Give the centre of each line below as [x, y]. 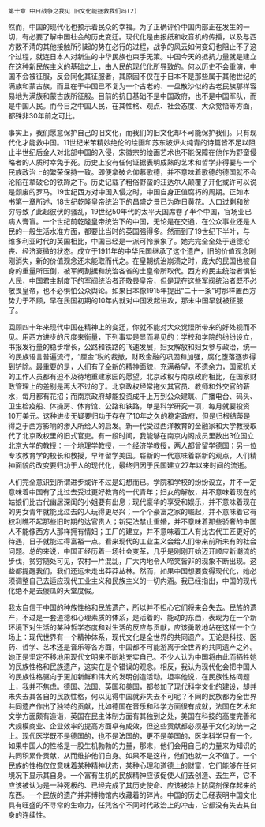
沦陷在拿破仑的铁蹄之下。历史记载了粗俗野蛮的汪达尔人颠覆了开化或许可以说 [132, 182]
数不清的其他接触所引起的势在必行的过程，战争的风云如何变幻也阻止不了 [132, 47]
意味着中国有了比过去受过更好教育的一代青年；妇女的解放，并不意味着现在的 [132, 492]
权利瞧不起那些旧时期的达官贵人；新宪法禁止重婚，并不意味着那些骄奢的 [125, 521]
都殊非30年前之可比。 [44, 116]
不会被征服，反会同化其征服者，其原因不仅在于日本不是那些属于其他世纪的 [136, 76]
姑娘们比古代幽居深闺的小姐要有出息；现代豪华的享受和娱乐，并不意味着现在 [132, 502]
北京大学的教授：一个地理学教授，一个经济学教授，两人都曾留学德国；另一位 [132, 445]
